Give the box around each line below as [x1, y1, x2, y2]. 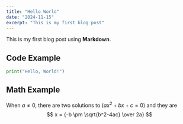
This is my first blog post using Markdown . [6, 36, 111, 43]
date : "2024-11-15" [6, 14, 54, 20]
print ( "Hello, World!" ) [6, 68, 65, 74]
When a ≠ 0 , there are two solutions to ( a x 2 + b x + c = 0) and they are [6, 100, 178, 109]
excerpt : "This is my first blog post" [6, 19, 105, 25]
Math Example [6, 85, 60, 95]
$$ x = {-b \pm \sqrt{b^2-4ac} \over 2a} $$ [46, 110, 153, 118]
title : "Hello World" [6, 8, 60, 15]
